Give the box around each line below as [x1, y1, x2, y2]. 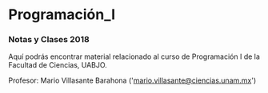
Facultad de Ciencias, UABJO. [8, 60, 108, 70]
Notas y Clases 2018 [8, 34, 90, 45]
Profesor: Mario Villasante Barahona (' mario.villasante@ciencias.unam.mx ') [8, 76, 257, 85]
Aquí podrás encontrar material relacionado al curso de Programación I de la [8, 52, 260, 61]
